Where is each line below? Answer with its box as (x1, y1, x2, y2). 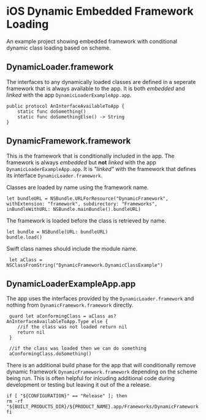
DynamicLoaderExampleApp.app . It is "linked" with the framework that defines (6, 165, 196, 172)
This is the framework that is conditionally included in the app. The (6, 152, 175, 159)
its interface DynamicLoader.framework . (6, 172, 103, 179)
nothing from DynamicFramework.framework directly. (6, 302, 134, 309)
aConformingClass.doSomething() (9, 351, 92, 357)
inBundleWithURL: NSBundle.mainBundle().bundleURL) (6, 206, 141, 212)
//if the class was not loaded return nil (17, 324, 128, 330)
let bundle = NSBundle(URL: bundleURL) (6, 229, 109, 235)
